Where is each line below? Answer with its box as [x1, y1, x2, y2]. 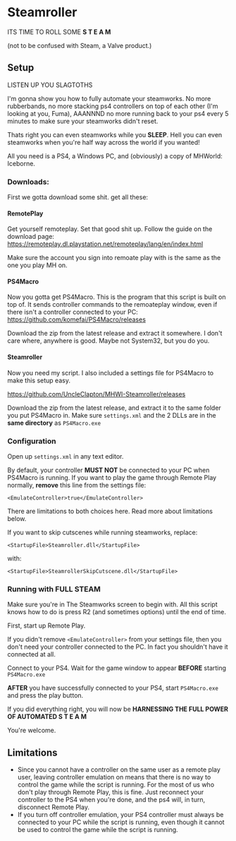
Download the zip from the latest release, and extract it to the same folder [7, 404, 222, 412]
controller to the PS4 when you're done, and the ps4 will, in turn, [17, 796, 206, 804]
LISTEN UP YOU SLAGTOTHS [7, 81, 93, 89]
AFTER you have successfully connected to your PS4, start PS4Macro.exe [7, 683, 218, 693]
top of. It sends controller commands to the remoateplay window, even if [7, 300, 218, 309]
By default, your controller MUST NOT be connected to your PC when [7, 466, 210, 474]
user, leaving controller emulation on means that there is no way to [17, 773, 211, 782]
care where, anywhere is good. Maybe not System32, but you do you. [7, 336, 210, 345]
